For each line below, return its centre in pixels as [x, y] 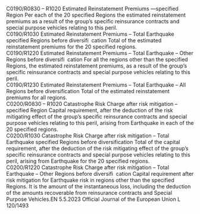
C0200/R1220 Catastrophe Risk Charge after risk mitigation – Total [88, 167]
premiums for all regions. [37, 97]
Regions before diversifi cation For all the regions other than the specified [97, 59]
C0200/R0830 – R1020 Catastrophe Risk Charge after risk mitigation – [92, 104]
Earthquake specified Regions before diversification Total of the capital [93, 142]
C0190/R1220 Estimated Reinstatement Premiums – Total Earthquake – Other [100, 53]
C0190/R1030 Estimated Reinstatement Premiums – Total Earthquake [90, 34]
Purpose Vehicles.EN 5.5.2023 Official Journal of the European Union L [93, 199]
